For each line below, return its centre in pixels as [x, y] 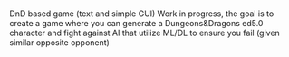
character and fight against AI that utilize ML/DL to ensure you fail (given [145, 33]
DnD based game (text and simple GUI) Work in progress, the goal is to [142, 14]
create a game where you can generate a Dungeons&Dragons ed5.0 [136, 24]
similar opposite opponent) [60, 43]
